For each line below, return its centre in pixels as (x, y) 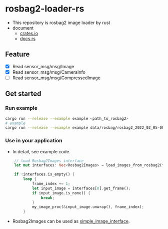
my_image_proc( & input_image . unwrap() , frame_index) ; (88, 207)
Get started (23, 94)
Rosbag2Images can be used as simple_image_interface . (71, 221)
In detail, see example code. (41, 151)
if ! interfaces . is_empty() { (44, 174)
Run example (21, 108)
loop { (30, 179)
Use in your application (34, 141)
